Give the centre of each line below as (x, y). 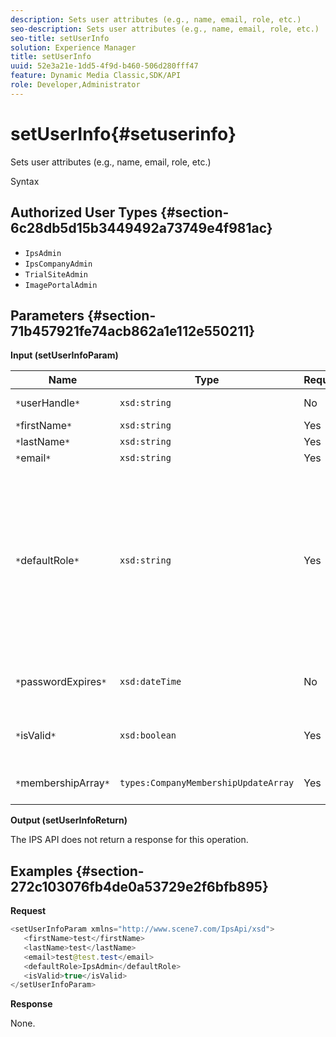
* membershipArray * (62, 783)
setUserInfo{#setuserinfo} (123, 133)
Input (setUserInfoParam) (64, 355)
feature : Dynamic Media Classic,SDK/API (96, 76)
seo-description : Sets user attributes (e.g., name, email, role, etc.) (165, 29)
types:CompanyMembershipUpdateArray (207, 783)
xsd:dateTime (150, 682)
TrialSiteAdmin (56, 274)
